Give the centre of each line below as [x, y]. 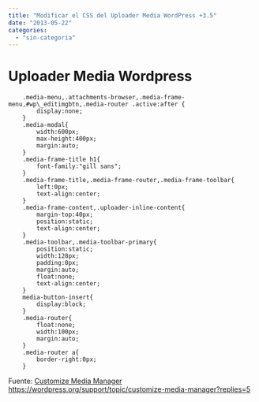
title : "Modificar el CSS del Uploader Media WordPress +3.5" [113, 15]
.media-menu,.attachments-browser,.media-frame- [104, 98]
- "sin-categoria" [46, 37]
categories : [28, 30]
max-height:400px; [67, 139]
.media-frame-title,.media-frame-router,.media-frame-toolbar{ [129, 181]
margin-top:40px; [65, 215]
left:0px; [53, 187]
